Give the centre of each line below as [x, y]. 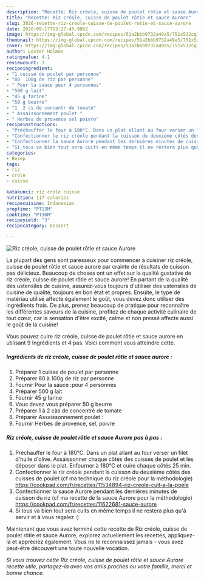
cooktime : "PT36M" [29, 215]
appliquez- [182, 535]
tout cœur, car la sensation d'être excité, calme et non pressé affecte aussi [100, 318]
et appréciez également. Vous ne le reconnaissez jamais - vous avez [98, 542]
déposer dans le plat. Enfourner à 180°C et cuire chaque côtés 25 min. [103, 465]
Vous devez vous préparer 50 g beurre [63, 404]
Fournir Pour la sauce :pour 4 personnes [66, 385]
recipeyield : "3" [28, 220]
